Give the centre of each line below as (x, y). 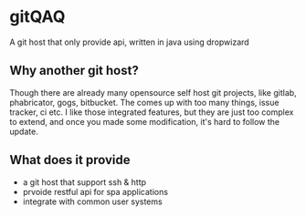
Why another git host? (74, 71)
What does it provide (70, 160)
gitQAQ (37, 17)
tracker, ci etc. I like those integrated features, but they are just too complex (152, 112)
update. (24, 131)
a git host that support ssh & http (84, 182)
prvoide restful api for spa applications (95, 191)
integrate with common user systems (92, 201)
